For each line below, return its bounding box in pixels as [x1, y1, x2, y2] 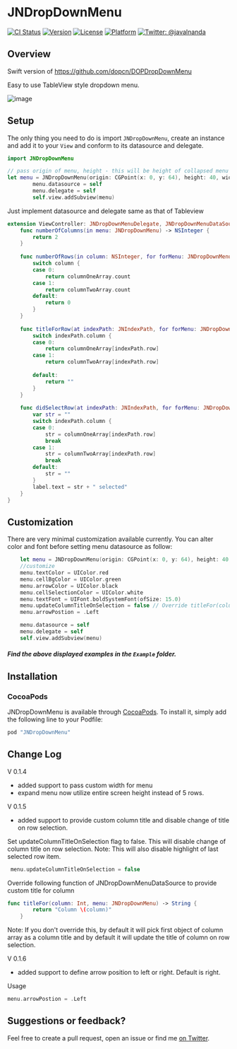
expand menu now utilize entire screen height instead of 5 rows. [17, 788, 205, 796]
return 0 [44, 299, 71, 306]
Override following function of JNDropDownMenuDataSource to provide [7, 879, 217, 887]
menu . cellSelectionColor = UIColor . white [20, 589, 143, 596]
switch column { [32, 260, 80, 267]
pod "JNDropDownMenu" [7, 729, 71, 736]
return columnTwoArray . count [44, 286, 131, 294]
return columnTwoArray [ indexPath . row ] [44, 359, 159, 366]
